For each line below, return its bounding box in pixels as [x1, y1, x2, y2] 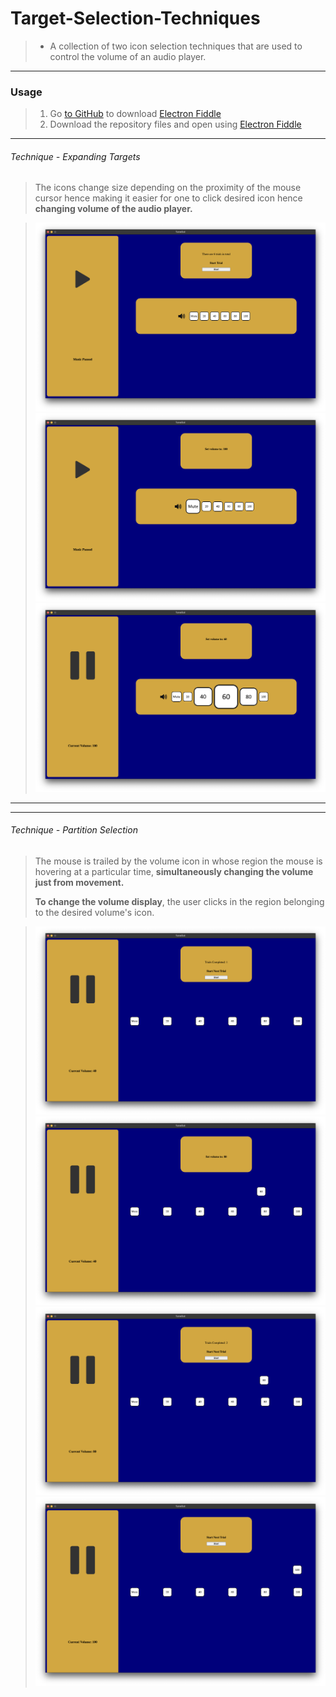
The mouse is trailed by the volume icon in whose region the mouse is [34, 855, 323, 867]
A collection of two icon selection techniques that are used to [49, 40, 303, 52]
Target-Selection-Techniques [10, 7, 261, 30]
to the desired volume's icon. [34, 907, 155, 918]
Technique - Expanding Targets [10, 150, 141, 162]
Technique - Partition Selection [10, 824, 138, 836]
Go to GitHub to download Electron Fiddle [49, 108, 222, 120]
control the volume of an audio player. [49, 50, 207, 62]
